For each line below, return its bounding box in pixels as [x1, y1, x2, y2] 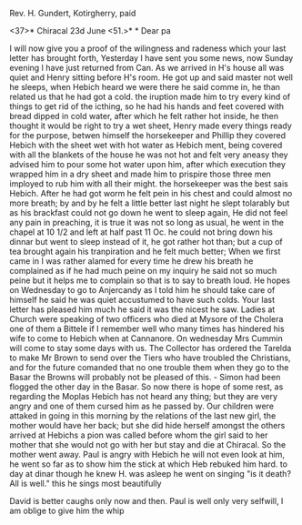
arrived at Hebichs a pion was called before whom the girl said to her [9, 429, 268, 440]
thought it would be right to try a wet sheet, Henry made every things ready [9, 120, 293, 131]
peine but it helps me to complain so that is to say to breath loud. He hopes [9, 275, 291, 286]
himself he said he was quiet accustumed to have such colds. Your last [9, 295, 276, 305]
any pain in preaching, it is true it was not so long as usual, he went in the [9, 217, 285, 227]
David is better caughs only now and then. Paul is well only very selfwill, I [9, 496, 284, 506]
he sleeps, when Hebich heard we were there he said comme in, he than [9, 82, 280, 92]
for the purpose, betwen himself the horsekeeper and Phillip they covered [9, 130, 287, 140]
